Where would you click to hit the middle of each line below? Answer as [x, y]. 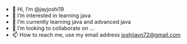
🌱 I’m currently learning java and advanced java [71, 22]
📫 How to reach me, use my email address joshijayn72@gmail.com [96, 35]
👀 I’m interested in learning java [51, 15]
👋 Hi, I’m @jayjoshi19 [38, 9]
